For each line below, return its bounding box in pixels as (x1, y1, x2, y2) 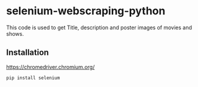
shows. (6, 30, 24, 37)
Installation (6, 48, 49, 58)
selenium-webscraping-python (6, 4, 166, 18)
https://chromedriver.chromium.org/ (6, 63, 95, 70)
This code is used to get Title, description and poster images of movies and (6, 24, 193, 31)
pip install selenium (6, 74, 60, 81)
